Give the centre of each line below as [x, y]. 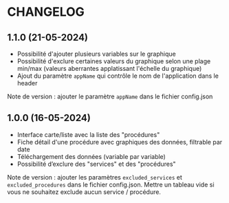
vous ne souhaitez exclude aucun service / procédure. [84, 192]
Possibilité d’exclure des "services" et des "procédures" [97, 164]
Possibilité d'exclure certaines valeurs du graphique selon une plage [114, 61]
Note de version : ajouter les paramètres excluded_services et [95, 177]
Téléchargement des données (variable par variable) [91, 156]
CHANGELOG [46, 12]
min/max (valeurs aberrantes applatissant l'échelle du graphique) [109, 68]
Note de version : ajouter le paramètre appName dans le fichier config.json [110, 96]
